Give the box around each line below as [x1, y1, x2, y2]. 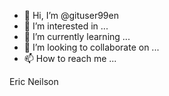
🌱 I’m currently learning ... [23, 31, 131, 42]
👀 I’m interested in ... [23, 20, 109, 32]
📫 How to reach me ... [23, 53, 117, 64]
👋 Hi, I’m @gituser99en [23, 10, 119, 21]
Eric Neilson [9, 76, 59, 87]
